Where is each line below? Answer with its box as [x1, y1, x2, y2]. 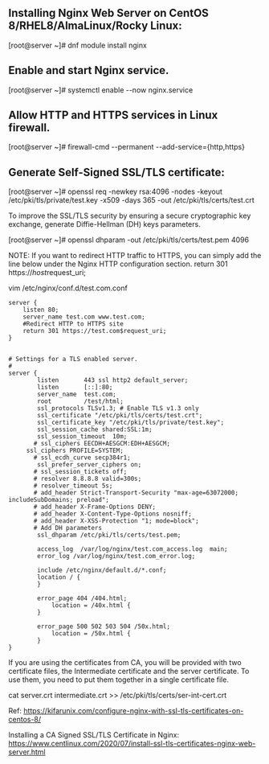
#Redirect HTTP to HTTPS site [22, 320, 124, 328]
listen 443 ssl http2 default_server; [37, 376, 189, 384]
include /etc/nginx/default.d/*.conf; [37, 566, 167, 574]
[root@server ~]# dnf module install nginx [8, 40, 147, 50]
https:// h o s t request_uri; [8, 268, 87, 277]
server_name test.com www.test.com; [22, 313, 146, 321]
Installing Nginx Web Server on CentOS [8, 6, 209, 20]
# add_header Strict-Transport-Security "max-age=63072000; [33, 489, 239, 497]
